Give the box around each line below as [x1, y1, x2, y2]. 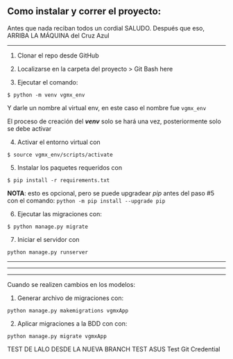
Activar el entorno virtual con [17, 138, 101, 146]
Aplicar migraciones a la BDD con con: [17, 319, 128, 328]
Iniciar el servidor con [17, 235, 80, 243]
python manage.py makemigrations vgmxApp [7, 307, 129, 314]
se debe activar [7, 124, 52, 132]
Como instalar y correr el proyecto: [7, 6, 162, 17]
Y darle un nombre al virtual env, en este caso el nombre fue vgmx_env [7, 103, 207, 112]
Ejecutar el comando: [17, 78, 78, 86]
